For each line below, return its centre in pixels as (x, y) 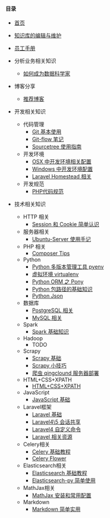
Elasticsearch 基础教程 (59, 473)
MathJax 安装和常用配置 (62, 495)
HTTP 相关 (36, 217)
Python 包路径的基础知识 (62, 289)
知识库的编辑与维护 (38, 36)
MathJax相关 (39, 488)
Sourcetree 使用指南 (57, 147)
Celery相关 (36, 445)
